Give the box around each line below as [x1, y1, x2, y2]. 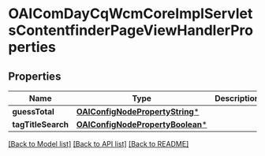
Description [215, 93, 260, 103]
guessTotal [12, 106, 55, 117]
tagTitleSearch [12, 119, 69, 130]
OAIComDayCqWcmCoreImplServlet [8, 5, 253, 23]
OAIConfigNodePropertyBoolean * [76, 119, 207, 130]
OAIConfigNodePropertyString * [76, 106, 200, 117]
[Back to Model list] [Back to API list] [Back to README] [8, 139, 189, 148]
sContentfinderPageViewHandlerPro [8, 21, 254, 39]
